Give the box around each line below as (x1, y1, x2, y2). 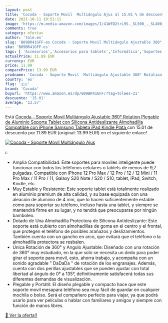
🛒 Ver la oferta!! (5, 313, 37, 319)
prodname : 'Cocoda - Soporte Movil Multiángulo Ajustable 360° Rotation (5, 72, 162, 77)
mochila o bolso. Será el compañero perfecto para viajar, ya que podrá (12, 292, 158, 298)
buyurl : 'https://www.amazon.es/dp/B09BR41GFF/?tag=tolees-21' (5, 91, 140, 96)
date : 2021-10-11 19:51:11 (5, 16, 61, 21)
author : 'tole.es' (5, 35, 43, 40)
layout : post (5, 7, 32, 12)
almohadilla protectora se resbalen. (12, 239, 85, 245)
